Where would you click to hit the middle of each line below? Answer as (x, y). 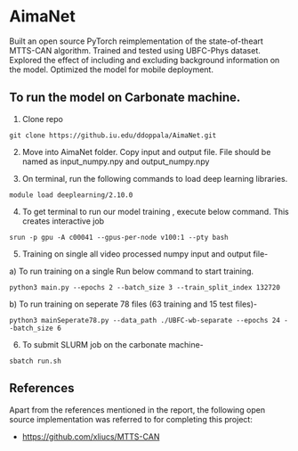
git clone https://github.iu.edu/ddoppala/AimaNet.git (113, 135)
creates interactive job (63, 221)
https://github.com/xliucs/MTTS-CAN (91, 436)
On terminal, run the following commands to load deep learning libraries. (155, 178)
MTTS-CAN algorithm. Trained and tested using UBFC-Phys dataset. (135, 50)
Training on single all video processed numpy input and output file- (145, 254)
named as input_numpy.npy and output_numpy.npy (116, 161)
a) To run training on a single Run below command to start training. (132, 271)
